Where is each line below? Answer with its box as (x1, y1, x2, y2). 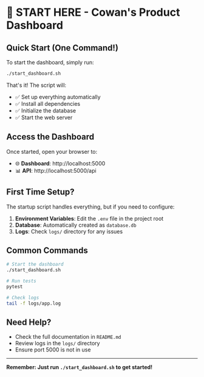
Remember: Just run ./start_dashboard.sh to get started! (6, 364, 153, 371)
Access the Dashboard (6, 132, 95, 142)
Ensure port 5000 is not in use (15, 346, 91, 353)
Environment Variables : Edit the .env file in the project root (15, 215, 164, 222)
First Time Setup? (6, 187, 75, 197)
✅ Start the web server (15, 114, 73, 121)
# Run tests (6, 278, 36, 285)
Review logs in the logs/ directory (15, 340, 100, 347)
